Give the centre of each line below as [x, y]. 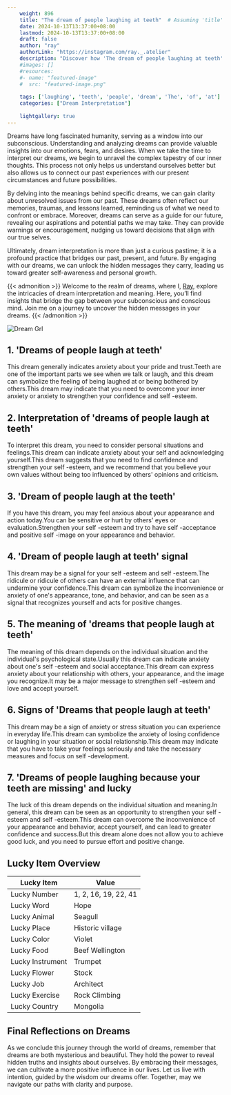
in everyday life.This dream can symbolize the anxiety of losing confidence [113, 734]
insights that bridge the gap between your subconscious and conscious [109, 300]
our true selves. [29, 237]
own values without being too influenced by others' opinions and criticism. [113, 475]
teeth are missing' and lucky [70, 788]
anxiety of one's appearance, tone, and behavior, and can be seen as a [108, 595]
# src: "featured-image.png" [63, 84]
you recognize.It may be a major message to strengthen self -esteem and [111, 681]
